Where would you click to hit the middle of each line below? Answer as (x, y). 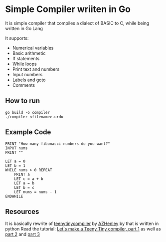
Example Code (28, 132)
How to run (23, 101)
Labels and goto (29, 80)
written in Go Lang (24, 28)
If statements (26, 58)
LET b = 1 (15, 166)
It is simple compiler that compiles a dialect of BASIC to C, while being (77, 23)
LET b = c (24, 187)
